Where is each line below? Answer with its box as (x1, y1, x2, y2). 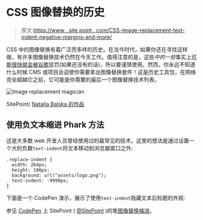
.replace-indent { (6, 156, 53, 163)
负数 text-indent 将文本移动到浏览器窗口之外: (22, 144, 133, 151)
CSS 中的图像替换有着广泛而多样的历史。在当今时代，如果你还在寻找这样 (6, 46, 188, 53)
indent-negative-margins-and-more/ (21, 33, 112, 40)
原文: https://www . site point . (21, 27, 95, 34)
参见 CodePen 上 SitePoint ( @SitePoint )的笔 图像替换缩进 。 (6, 207, 155, 214)
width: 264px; (11, 162, 47, 168)
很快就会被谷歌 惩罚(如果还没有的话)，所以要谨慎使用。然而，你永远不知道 (11, 61, 196, 68)
